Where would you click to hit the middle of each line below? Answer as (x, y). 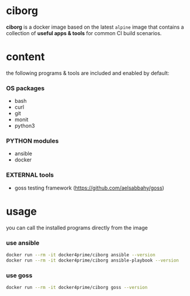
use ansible (23, 243)
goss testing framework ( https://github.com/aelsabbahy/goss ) (89, 188)
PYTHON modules (32, 141)
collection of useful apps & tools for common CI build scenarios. (84, 33)
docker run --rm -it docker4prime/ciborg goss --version (77, 288)
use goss (19, 275)
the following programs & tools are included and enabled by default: (88, 73)
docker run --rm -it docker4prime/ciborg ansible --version (81, 255)
